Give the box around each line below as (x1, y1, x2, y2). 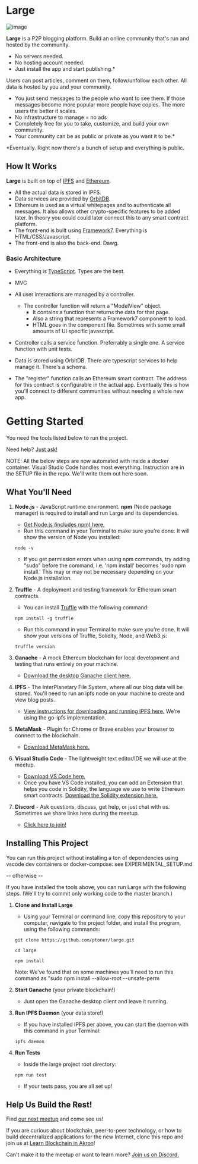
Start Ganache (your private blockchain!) (14, 986, 116, 993)
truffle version (14, 643, 55, 649)
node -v (14, 545, 34, 551)
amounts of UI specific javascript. (32, 328, 114, 335)
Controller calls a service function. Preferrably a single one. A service (14, 339, 185, 346)
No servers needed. (14, 52, 64, 60)
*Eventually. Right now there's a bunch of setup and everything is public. (6, 144, 185, 151)
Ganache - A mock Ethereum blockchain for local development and (14, 654, 180, 661)
